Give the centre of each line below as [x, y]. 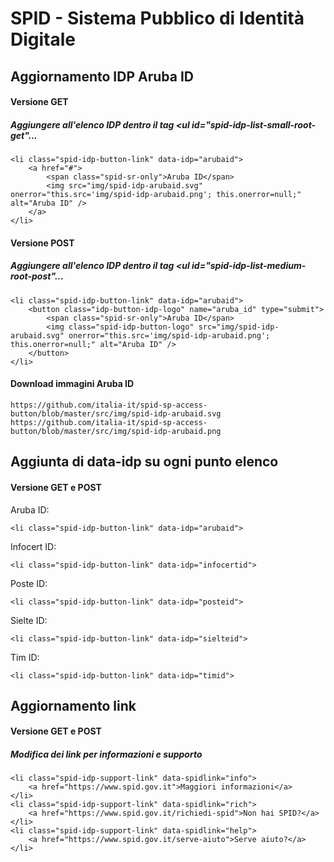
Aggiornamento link [73, 705]
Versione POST [42, 243]
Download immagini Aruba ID [72, 384]
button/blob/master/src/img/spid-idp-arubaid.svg [116, 413]
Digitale [43, 39]
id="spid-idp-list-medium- [249, 266]
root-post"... [37, 276]
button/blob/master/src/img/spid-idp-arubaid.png [116, 431]
